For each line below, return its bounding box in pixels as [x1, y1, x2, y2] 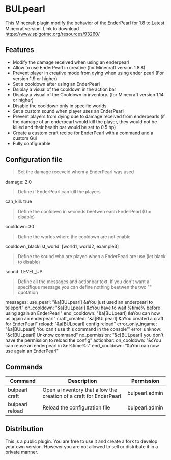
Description [68, 378, 97, 385]
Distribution [5, 424, 44, 433]
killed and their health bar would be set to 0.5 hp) [12, 124, 116, 130]
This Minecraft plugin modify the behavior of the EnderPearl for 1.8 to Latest [5, 20, 165, 26]
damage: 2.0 [5, 178, 32, 185]
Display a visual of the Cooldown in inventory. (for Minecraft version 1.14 [12, 91, 164, 97]
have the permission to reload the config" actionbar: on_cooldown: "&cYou [5, 337, 161, 343]
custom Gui [12, 135, 37, 141]
